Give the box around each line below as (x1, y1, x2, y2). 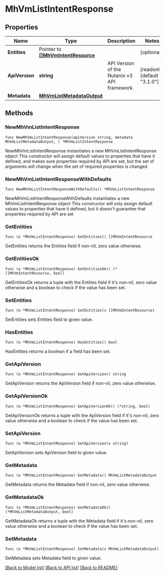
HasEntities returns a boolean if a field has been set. (5, 348, 111, 354)
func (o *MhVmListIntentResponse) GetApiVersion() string (5, 372, 126, 377)
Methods (5, 109, 33, 117)
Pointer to (39, 46, 61, 52)
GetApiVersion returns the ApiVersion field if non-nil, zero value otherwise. (5, 380, 156, 386)
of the (107, 66, 121, 73)
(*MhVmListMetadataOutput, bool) (5, 509, 74, 514)
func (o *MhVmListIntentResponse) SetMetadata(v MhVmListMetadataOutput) (5, 546, 160, 551)
